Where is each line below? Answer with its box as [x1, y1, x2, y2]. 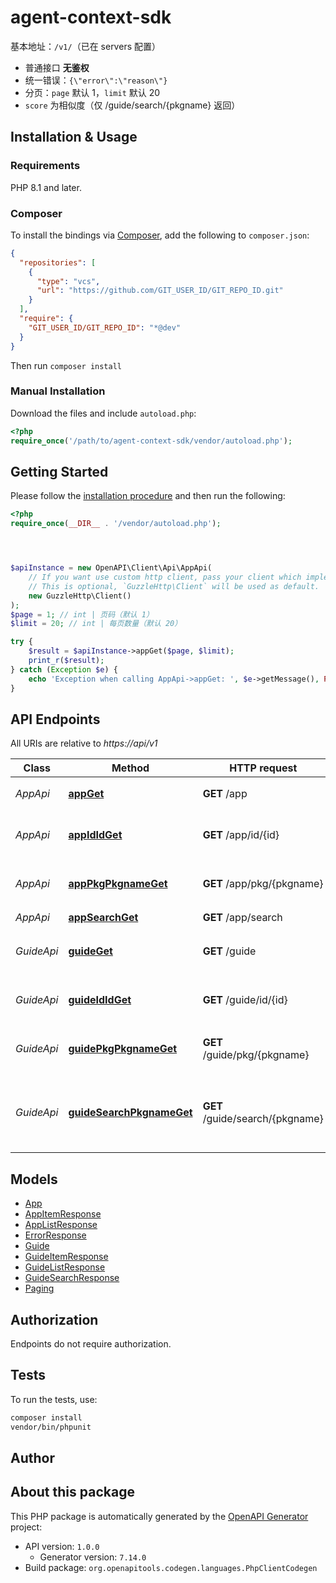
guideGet [68, 944, 113, 958]
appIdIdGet [68, 828, 123, 842]
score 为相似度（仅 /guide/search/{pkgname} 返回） [24, 99, 241, 111]
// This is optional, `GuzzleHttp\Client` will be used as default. [28, 581, 320, 591]
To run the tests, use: [10, 1393, 98, 1405]
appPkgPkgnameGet [68, 877, 168, 891]
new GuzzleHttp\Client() [28, 591, 132, 601]
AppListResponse [24, 1219, 98, 1231]
